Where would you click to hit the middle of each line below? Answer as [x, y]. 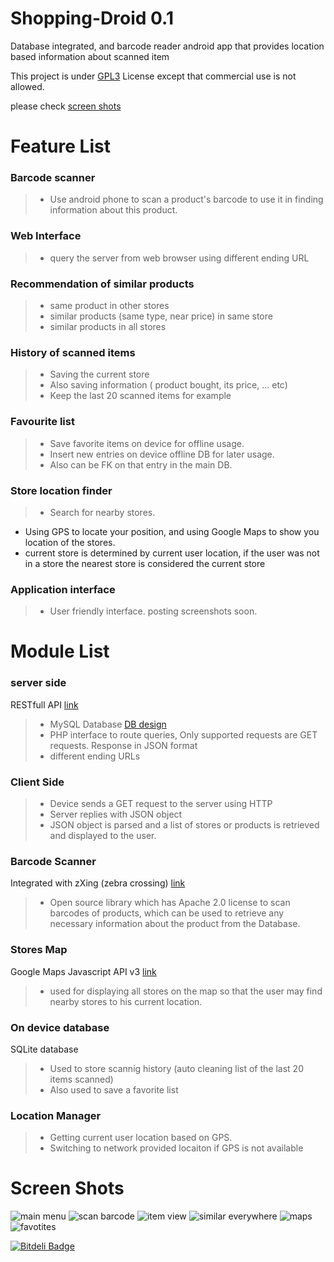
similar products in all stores [108, 327]
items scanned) [81, 1079]
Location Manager [56, 1115]
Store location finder [61, 490]
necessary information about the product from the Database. [175, 924]
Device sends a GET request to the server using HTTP [161, 803]
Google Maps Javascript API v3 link [83, 971]
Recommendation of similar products [102, 284]
